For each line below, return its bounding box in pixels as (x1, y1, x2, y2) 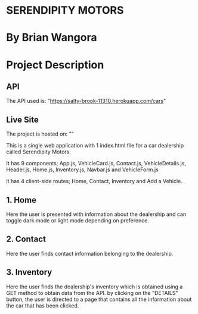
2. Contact (6, 234, 47, 244)
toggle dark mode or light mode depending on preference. (6, 217, 149, 224)
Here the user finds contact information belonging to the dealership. (6, 250, 174, 257)
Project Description (6, 58, 104, 71)
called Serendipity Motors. (6, 148, 72, 155)
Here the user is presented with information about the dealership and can (6, 211, 187, 218)
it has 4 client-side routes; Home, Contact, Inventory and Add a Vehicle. (6, 178, 183, 185)
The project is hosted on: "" (6, 130, 75, 137)
